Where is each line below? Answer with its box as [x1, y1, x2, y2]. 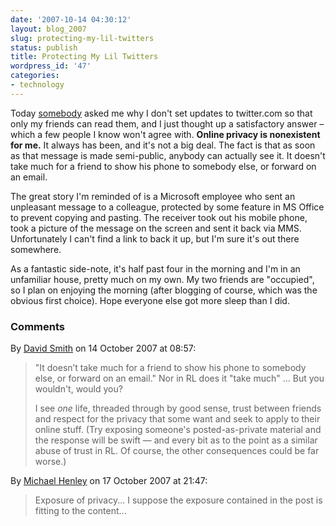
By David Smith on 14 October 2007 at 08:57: [10, 342, 197, 355]
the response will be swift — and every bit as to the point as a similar [34, 434, 318, 446]
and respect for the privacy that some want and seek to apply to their [34, 413, 321, 425]
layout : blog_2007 [10, 24, 87, 34]
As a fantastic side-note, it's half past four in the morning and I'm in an [10, 262, 301, 275]
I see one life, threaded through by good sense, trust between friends [34, 402, 322, 415]
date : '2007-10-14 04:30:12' [10, 14, 132, 25]
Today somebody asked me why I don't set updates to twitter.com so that [10, 107, 313, 119]
